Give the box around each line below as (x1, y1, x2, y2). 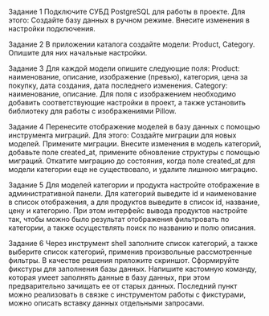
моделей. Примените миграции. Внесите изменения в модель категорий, (8, 139, 262, 148)
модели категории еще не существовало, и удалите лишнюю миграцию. (8, 165, 259, 174)
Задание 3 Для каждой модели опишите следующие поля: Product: (8, 64, 240, 73)
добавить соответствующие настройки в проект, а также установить (8, 98, 247, 107)
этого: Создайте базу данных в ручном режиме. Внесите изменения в (8, 15, 251, 25)
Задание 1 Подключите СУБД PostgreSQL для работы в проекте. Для (8, 7, 246, 16)
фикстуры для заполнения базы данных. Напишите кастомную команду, (8, 265, 257, 273)
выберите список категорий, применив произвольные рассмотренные (8, 247, 253, 256)
